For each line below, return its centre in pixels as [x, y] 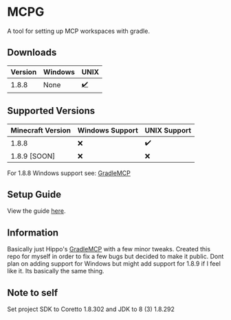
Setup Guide [34, 194]
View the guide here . [36, 211]
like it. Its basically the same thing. [56, 271]
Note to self [33, 293]
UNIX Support [168, 130]
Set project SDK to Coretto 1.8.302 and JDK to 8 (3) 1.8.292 [91, 309]
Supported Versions [51, 111]
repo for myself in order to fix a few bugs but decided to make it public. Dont [115, 256]
